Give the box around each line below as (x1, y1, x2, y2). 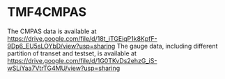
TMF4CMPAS (7, 4, 87, 20)
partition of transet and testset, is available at (7, 49, 137, 58)
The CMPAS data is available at (7, 27, 97, 35)
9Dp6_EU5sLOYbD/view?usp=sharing (7, 42, 116, 50)
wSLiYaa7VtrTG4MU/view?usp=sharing (7, 64, 121, 72)
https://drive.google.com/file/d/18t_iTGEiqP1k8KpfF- (7, 34, 158, 42)
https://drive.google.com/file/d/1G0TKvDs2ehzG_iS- (7, 56, 157, 64)
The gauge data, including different (116, 42, 218, 50)
